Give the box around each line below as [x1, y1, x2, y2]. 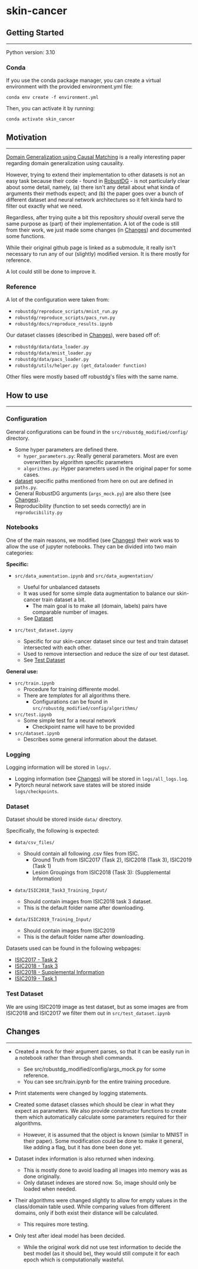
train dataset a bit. [42, 596, 86, 603]
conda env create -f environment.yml [6, 94, 99, 101]
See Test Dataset [23, 656, 65, 663]
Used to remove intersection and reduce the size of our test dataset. [23, 650, 190, 657]
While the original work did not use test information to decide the [23, 1243, 181, 1251]
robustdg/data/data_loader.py [14, 344, 90, 350]
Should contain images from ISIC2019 [23, 927, 115, 934]
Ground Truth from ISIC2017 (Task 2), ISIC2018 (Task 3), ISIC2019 [32, 856, 192, 863]
